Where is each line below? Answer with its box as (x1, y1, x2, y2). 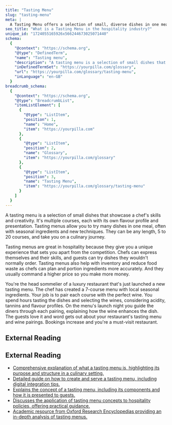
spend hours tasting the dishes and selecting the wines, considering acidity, (5, 297, 166, 303)
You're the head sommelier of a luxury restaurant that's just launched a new (5, 281, 165, 287)
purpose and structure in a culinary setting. (12, 370, 104, 376)
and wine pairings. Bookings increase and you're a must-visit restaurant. (5, 318, 159, 325)
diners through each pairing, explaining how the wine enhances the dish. (5, 308, 159, 314)
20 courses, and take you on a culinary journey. (5, 233, 106, 240)
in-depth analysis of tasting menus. (12, 413, 88, 420)
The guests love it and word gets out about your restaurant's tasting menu (5, 313, 162, 320)
